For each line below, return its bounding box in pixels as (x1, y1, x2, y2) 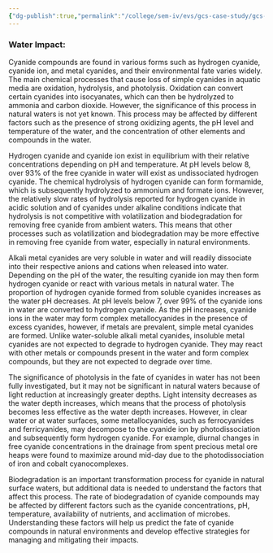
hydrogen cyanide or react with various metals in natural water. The (8, 278, 235, 289)
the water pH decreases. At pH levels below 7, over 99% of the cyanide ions (8, 296, 262, 306)
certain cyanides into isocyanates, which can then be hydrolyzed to (8, 91, 234, 102)
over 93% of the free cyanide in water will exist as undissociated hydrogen (8, 168, 258, 177)
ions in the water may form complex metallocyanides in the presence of (8, 313, 248, 323)
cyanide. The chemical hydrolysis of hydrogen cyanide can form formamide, (8, 176, 264, 186)
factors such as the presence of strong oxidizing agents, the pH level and (8, 117, 254, 127)
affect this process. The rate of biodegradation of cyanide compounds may (8, 491, 260, 501)
